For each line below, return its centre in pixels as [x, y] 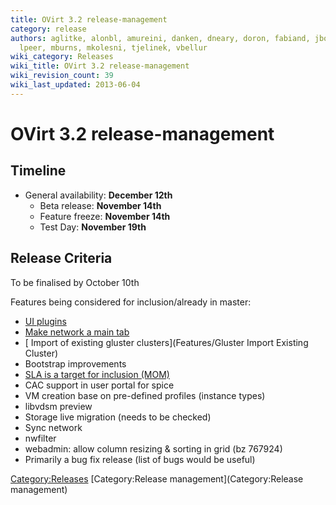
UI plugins [45, 321]
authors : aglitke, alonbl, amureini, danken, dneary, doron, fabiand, [160, 38]
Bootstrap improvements [75, 363]
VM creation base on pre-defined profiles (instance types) [145, 395]
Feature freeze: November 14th [105, 216]
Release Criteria [61, 258]
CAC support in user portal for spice [99, 385]
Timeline [38, 171]
